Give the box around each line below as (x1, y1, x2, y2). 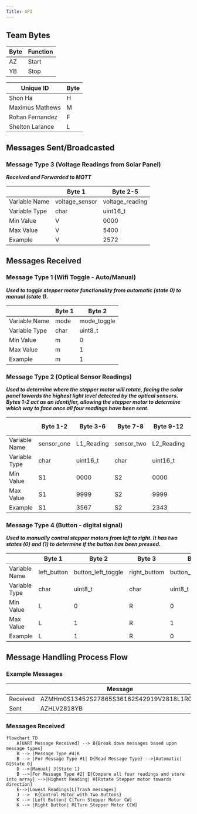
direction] (6, 782, 33, 788)
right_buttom (128, 568, 165, 577)
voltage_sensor (55, 197, 98, 206)
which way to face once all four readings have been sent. (6, 405, 150, 412)
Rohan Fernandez (9, 113, 57, 121)
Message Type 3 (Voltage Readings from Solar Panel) (6, 160, 161, 168)
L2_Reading (152, 440, 185, 448)
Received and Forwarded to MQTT (6, 174, 92, 181)
